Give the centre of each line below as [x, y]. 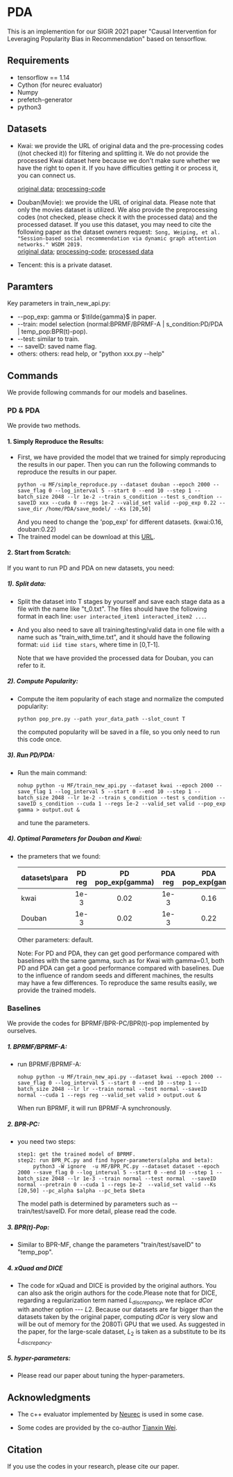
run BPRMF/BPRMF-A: [49, 1064]
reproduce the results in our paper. [67, 472]
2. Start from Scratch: [39, 552]
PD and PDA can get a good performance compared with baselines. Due [120, 968]
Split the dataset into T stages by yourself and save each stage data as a [121, 601]
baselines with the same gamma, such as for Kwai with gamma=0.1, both [121, 960]
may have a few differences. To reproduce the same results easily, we [117, 982]
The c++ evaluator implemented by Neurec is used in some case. [111, 1414]
